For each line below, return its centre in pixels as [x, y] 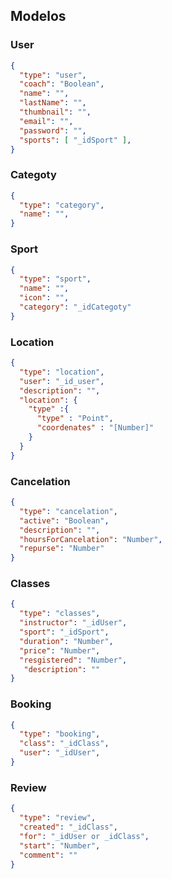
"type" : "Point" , [75, 419]
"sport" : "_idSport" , [64, 632]
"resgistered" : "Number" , [73, 660]
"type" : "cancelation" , [68, 511]
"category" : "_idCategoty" [75, 307]
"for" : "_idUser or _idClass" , [84, 836]
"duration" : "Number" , [66, 641]
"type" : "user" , [53, 75]
